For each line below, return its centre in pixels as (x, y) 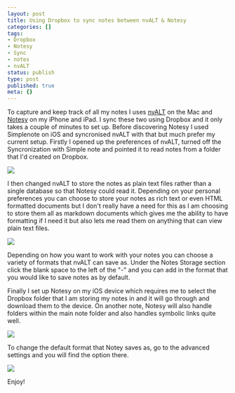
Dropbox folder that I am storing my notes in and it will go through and (108, 298)
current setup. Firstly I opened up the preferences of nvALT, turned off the (114, 142)
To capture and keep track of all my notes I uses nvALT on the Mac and (110, 112)
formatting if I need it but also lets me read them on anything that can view (115, 221)
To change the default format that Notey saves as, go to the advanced (109, 347)
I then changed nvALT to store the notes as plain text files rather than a (109, 184)
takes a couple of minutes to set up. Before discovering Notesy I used (108, 127)
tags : (15, 33)
